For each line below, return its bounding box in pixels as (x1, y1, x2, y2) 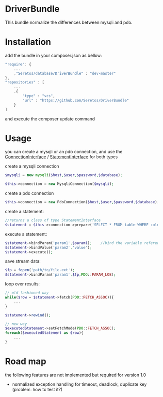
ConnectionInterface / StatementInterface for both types (5, 154, 118, 160)
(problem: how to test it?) (12, 386, 63, 392)
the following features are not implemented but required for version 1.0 (5, 372, 147, 378)
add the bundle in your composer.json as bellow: (5, 52, 102, 58)
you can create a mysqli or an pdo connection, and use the (5, 149, 123, 155)
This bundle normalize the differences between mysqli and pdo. (5, 19, 132, 25)
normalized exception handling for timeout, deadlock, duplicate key (12, 381, 147, 387)
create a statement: (5, 209, 44, 215)
